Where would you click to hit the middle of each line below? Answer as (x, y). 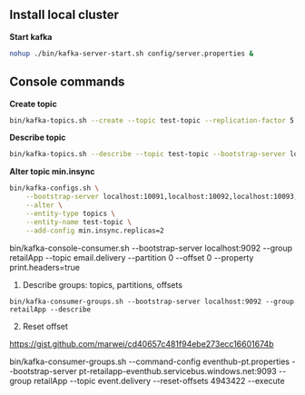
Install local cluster (64, 15)
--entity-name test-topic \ (79, 222)
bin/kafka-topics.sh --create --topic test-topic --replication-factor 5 (152, 120)
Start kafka (31, 36)
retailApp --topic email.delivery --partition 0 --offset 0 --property (132, 257)
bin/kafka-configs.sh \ (54, 188)
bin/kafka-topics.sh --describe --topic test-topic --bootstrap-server (148, 154)
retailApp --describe (50, 309)
